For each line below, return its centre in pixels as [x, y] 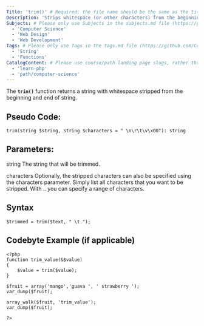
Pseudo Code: [34, 117]
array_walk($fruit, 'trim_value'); [51, 302]
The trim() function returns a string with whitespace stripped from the [95, 91]
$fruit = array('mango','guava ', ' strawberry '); [73, 286]
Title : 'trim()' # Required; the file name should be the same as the [97, 12]
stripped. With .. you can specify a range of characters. [75, 188]
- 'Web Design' [31, 35]
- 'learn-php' [29, 68]
